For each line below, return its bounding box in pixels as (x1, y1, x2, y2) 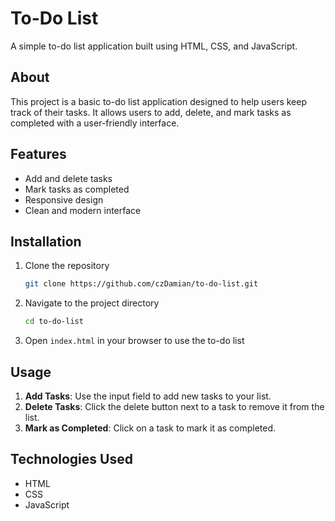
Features (10, 146, 67, 163)
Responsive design (24, 193, 104, 206)
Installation (10, 233, 82, 250)
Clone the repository (24, 260, 110, 272)
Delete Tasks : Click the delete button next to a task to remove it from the (24, 400, 325, 412)
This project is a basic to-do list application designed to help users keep (10, 95, 307, 107)
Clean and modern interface (24, 204, 142, 216)
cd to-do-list (24, 317, 84, 327)
